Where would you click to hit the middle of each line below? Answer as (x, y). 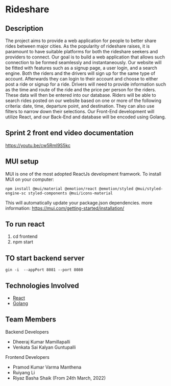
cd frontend (25, 236)
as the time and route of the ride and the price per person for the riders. (81, 90)
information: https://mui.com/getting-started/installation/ (65, 208)
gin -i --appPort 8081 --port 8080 (44, 270)
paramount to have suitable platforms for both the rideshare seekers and (82, 52)
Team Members (31, 320)
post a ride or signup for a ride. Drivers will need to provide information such (86, 84)
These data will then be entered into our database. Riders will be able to (81, 95)
